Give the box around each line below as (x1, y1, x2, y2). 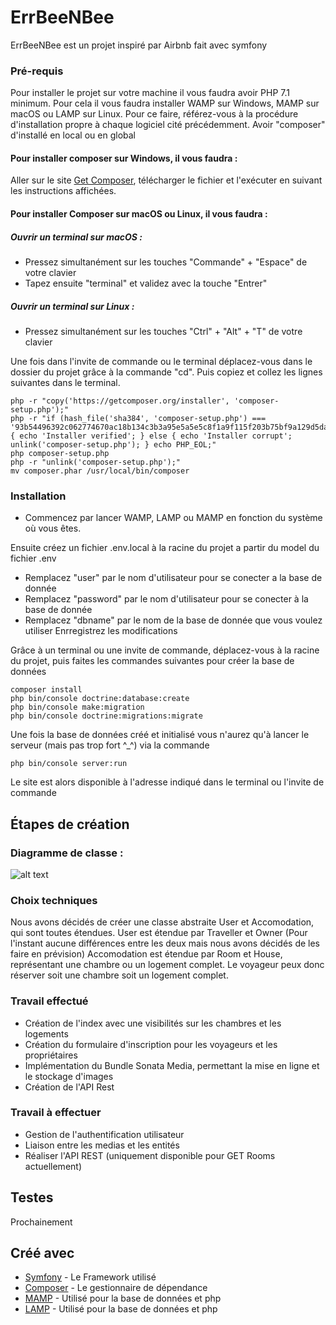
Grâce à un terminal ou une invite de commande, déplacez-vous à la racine (10, 644, 320, 656)
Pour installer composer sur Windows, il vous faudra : (10, 152, 238, 164)
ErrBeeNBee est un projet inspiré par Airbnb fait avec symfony (10, 39, 268, 51)
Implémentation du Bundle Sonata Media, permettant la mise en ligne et (24, 1059, 320, 1071)
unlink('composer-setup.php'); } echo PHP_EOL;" (10, 439, 217, 450)
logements (24, 1027, 69, 1040)
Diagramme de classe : (10, 846, 124, 860)
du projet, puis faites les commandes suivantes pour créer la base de (10, 655, 295, 667)
